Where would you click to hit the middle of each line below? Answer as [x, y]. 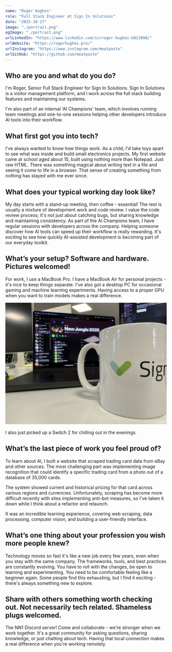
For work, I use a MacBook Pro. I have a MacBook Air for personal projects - [85, 279]
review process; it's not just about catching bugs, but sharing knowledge [82, 215]
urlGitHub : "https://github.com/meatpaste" [52, 54]
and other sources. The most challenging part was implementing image [80, 466]
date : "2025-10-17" [26, 22]
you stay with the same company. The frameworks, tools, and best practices [86, 561]
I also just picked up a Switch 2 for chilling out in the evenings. [71, 432]
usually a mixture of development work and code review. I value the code [82, 210]
